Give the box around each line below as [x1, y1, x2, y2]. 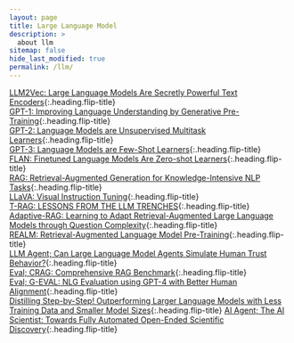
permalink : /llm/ [9, 63, 74, 72]
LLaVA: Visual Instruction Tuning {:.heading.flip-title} [9, 191, 200, 201]
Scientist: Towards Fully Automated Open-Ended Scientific [9, 314, 225, 325]
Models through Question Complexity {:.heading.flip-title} [9, 219, 218, 230]
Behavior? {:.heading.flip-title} [9, 257, 118, 268]
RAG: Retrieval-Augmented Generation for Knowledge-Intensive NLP [9, 172, 261, 183]
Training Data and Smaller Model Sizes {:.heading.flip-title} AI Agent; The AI [9, 305, 285, 315]
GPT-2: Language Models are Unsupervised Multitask [9, 125, 207, 135]
